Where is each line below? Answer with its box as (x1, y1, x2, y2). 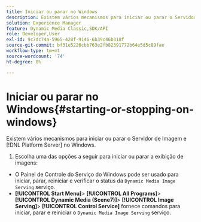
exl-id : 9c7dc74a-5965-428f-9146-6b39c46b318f (6, 37, 124, 42)
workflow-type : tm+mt (6, 48, 60, 54)
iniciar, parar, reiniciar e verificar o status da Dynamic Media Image (14, 177, 176, 184)
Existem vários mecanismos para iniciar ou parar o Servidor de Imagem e (6, 135, 187, 142)
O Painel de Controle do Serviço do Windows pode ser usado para (14, 171, 179, 178)
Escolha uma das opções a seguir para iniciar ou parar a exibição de (14, 153, 184, 160)
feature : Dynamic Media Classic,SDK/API (6, 25, 109, 32)
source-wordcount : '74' (6, 53, 66, 59)
